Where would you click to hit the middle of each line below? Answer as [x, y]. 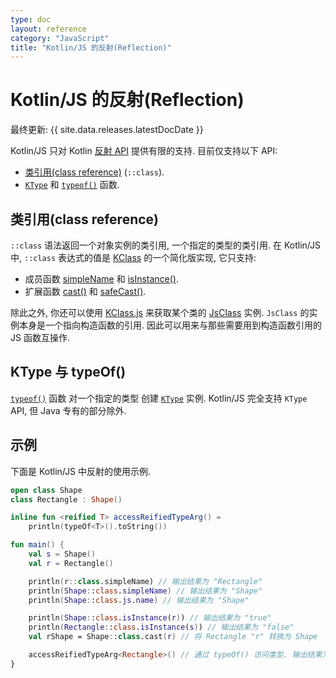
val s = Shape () [62, 554]
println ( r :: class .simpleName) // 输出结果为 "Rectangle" [145, 581]
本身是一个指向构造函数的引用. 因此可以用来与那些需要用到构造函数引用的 [170, 325]
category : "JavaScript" [60, 38]
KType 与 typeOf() [68, 372]
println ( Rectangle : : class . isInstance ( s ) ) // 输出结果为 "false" [161, 627]
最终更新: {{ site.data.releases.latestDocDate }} [107, 130]
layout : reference [48, 29]
